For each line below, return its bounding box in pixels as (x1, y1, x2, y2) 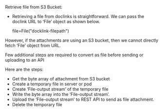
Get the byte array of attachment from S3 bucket (12, 76, 110, 81)
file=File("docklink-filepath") (12, 28, 70, 33)
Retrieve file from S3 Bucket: (5, 4, 62, 10)
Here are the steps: (5, 66, 44, 72)
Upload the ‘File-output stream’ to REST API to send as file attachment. (12, 96, 154, 102)
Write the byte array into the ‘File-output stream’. (12, 92, 110, 97)
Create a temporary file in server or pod (12, 81, 92, 87)
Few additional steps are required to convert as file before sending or (5, 52, 144, 58)
